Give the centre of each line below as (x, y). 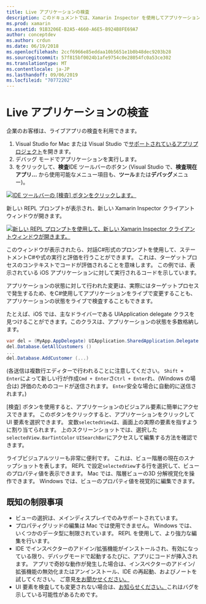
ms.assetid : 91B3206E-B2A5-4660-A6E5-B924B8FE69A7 (72, 29)
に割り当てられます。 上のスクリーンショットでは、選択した (82, 429)
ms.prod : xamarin (29, 23)
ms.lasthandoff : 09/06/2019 (42, 75)
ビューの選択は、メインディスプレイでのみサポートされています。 (98, 518)
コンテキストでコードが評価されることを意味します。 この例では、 (106, 265)
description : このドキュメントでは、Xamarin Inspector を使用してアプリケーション (104, 18)
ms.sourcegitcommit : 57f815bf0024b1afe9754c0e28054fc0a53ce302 (89, 58)
